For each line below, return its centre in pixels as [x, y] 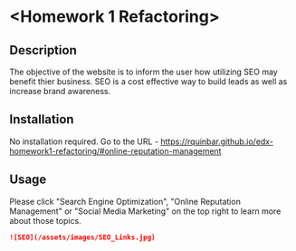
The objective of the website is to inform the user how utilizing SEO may [143, 72]
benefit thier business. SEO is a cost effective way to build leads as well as [148, 82]
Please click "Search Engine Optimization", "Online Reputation [125, 201]
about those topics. [45, 220]
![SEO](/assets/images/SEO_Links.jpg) [82, 237]
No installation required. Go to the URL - [84, 141]
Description [43, 50]
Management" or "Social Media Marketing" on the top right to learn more [145, 211]
